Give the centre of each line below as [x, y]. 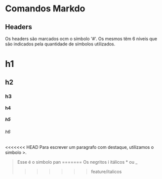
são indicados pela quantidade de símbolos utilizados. [60, 44]
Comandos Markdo [45, 9]
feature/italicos [106, 172]
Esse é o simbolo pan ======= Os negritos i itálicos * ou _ [77, 162]
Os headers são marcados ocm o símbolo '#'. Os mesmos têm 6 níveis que [81, 39]
